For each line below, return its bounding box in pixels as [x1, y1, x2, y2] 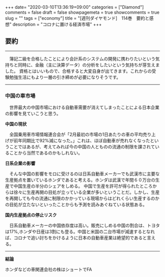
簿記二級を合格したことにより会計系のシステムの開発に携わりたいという [9, 56, 156, 62]
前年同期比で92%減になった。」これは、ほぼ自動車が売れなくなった [13, 138, 150, 144]
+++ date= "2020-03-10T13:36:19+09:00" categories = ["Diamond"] [5, 4, 144, 10]
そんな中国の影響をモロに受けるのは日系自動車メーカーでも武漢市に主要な [9, 171, 160, 177]
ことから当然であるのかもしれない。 [9, 150, 82, 156]
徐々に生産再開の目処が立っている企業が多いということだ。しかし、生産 [13, 189, 160, 195]
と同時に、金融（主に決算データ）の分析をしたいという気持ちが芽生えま [13, 62, 160, 68]
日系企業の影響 [5, 160, 35, 166]
